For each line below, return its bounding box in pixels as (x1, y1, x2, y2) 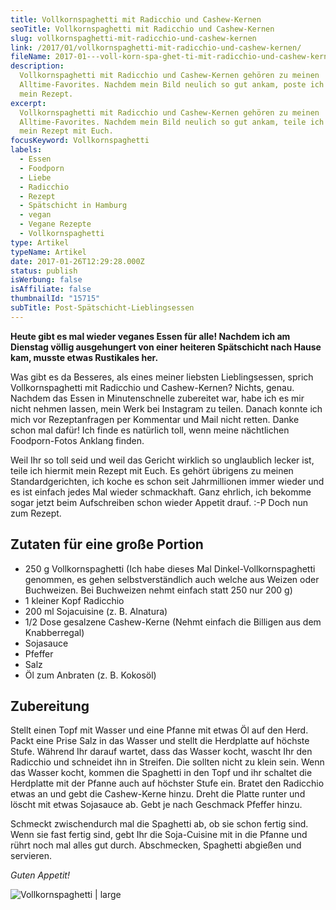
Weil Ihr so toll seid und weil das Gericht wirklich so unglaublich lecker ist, (10, 454, 315, 466)
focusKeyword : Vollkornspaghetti (10, 136, 150, 146)
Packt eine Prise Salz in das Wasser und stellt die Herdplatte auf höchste (10, 735, 310, 747)
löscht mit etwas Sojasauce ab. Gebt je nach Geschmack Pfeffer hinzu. (10, 799, 303, 811)
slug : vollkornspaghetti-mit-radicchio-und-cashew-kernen (10, 33, 257, 43)
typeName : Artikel (10, 247, 87, 257)
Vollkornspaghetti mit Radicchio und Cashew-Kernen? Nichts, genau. (10, 381, 295, 393)
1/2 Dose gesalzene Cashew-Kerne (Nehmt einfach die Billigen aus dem (24, 616, 322, 628)
